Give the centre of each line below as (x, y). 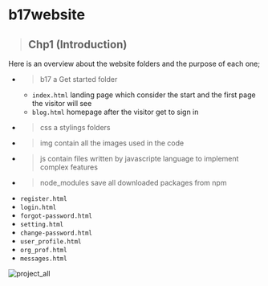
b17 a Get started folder (79, 79)
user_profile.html (51, 242)
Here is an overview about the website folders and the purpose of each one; (134, 63)
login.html (38, 207)
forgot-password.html (56, 216)
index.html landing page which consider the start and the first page (144, 95)
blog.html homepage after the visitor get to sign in (115, 112)
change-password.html (56, 233)
